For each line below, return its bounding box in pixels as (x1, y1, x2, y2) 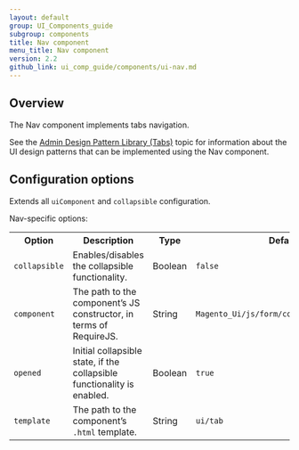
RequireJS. (72, 330, 118, 342)
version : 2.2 (9, 54, 58, 63)
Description (83, 233, 134, 246)
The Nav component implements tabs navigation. (9, 119, 190, 130)
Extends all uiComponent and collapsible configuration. (9, 195, 211, 206)
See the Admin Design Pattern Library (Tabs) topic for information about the (9, 136, 287, 147)
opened (13, 367, 42, 378)
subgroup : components (9, 29, 90, 38)
